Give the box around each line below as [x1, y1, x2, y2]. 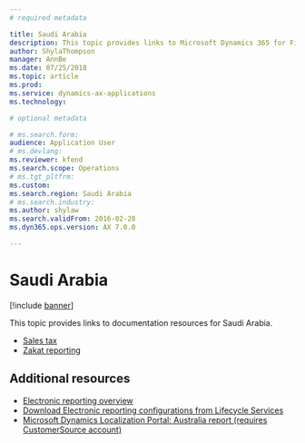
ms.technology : [9, 97, 67, 106]
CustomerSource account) [22, 424, 123, 435]
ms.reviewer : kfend [9, 155, 84, 164]
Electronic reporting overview [22, 395, 133, 406]
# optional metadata [9, 113, 88, 123]
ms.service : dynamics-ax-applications [9, 88, 156, 98]
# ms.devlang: [9, 147, 64, 156]
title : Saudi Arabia [9, 29, 88, 39]
